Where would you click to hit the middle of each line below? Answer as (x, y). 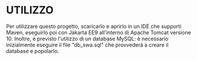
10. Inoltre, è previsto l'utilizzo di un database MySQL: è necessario (87, 38)
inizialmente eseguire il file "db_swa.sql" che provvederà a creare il (87, 45)
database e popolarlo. (33, 51)
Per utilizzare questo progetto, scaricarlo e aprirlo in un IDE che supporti (94, 26)
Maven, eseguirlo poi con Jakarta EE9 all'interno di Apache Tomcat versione (98, 32)
